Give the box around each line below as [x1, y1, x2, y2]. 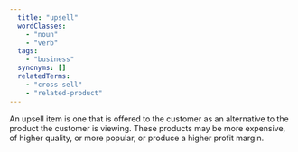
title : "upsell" [17, 13, 79, 22]
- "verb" [25, 38, 59, 48]
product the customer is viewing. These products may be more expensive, [9, 122, 286, 133]
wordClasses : [17, 22, 67, 31]
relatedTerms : [17, 72, 70, 81]
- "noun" [25, 30, 59, 39]
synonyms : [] [17, 64, 67, 73]
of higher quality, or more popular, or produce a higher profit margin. [9, 132, 265, 143]
